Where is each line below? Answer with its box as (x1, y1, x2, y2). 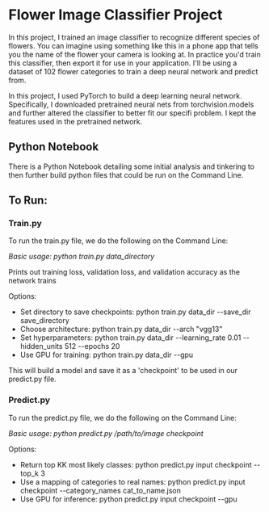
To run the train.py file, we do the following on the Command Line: (8, 236, 229, 246)
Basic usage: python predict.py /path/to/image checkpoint (8, 428, 204, 438)
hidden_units (19, 342, 63, 351)
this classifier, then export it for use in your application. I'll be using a (8, 58, 237, 68)
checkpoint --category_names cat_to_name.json (19, 485, 182, 495)
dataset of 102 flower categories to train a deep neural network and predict (8, 66, 258, 76)
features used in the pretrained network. (8, 116, 143, 126)
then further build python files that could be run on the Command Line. (8, 170, 244, 179)
